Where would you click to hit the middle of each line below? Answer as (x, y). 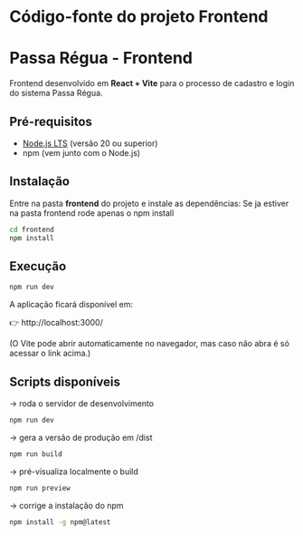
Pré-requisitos (51, 121)
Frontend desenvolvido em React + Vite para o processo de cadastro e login (152, 83)
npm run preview (40, 488)
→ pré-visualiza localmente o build (74, 471)
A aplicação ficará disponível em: (71, 305)
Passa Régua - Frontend (101, 58)
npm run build (36, 454)
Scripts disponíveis (65, 381)
